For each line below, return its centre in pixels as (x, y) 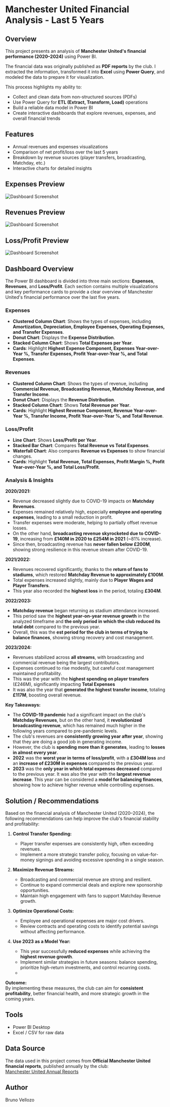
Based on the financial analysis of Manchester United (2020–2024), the (80, 813)
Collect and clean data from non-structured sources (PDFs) (75, 97)
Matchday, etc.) (29, 163)
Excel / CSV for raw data (38, 1032)
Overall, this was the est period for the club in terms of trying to (80, 632)
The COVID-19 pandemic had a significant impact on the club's (79, 715)
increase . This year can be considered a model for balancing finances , (88, 780)
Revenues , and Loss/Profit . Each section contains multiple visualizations (82, 287)
